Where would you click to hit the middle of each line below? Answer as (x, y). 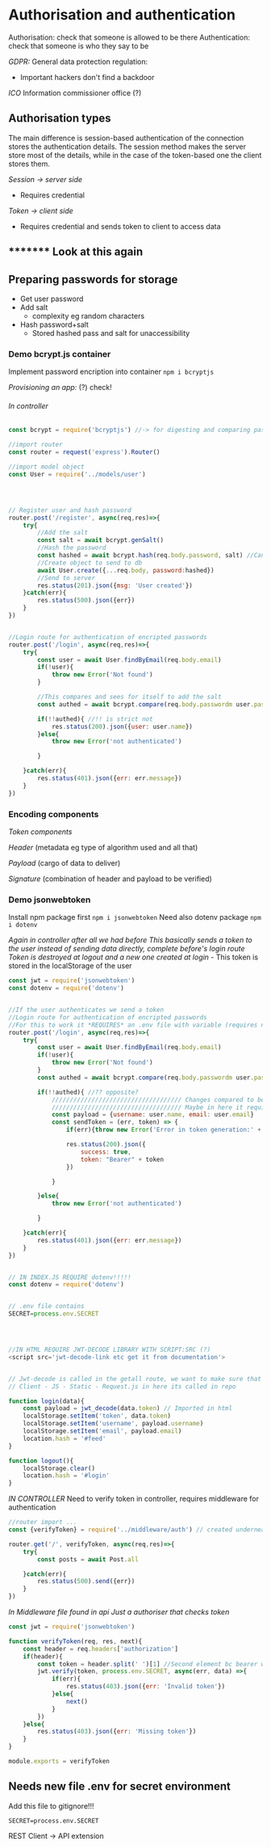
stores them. (29, 163)
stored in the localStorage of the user (70, 966)
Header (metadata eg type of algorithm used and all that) (103, 847)
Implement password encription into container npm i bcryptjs (111, 372)
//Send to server (66, 578)
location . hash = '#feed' (65, 1438)
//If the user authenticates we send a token (86, 1010)
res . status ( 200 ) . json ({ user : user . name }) (122, 727)
